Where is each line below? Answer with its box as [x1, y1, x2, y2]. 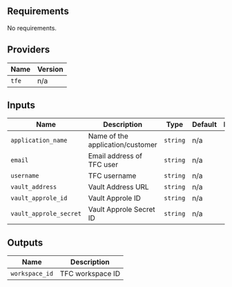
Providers [7, 44, 50, 56]
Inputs [7, 99, 36, 111]
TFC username [88, 171, 137, 181]
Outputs [7, 237, 43, 248]
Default [192, 120, 217, 130]
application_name [10, 137, 68, 144]
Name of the [88, 131, 129, 141]
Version [37, 64, 64, 74]
